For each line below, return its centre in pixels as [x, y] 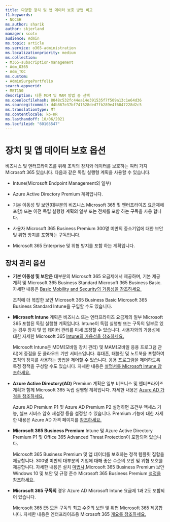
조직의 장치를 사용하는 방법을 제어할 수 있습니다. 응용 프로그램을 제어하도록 [87, 360]
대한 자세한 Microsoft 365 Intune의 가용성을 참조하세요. [68, 336]
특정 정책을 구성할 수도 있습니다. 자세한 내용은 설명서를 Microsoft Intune [84, 366]
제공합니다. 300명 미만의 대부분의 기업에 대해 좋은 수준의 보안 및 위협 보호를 [88, 461]
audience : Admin [22, 39]
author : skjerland [25, 29]
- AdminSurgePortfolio [29, 81]
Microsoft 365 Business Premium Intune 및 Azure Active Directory [83, 431]
